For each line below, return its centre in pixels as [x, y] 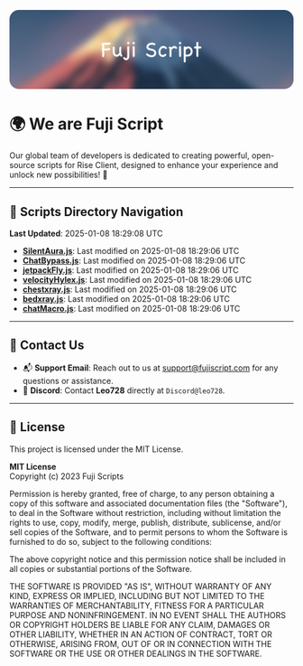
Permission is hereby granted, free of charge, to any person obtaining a [142, 493]
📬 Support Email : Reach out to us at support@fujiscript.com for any [150, 368]
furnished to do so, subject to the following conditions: [110, 541]
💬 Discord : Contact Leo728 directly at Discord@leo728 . [124, 390]
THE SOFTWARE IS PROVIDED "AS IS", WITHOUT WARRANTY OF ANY [141, 586]
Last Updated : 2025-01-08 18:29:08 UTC [86, 234]
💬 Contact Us [47, 346]
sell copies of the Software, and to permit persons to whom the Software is [149, 532]
